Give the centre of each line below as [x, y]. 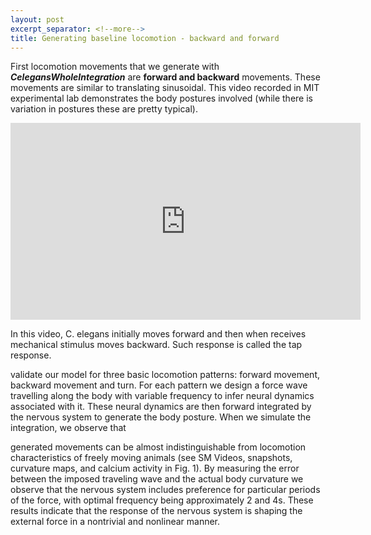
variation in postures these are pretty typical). [104, 109]
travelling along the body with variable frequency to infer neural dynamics [162, 396]
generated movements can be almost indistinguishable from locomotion [158, 447]
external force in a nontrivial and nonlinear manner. [115, 522]
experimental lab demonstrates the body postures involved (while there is [161, 98]
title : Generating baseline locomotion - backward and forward [145, 38]
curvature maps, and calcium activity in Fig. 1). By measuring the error [155, 468]
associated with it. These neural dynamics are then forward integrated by [161, 407]
